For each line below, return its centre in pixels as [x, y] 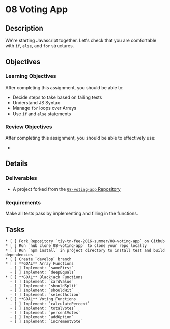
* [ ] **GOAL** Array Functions [39, 263]
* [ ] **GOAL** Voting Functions [41, 299]
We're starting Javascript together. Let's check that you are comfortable [81, 40]
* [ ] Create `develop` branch [38, 259]
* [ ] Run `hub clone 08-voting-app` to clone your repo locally [76, 245]
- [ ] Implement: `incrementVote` [46, 321]
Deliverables [21, 178]
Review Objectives [29, 127]
